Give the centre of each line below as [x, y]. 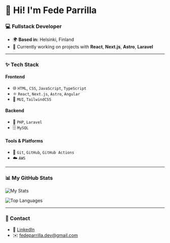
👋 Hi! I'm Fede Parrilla [51, 10]
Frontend [15, 77]
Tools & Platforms [24, 141]
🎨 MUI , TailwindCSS [32, 99]
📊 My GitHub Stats [29, 178]
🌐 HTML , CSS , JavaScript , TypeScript [50, 88]
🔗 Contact [18, 218]
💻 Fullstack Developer [34, 26]
